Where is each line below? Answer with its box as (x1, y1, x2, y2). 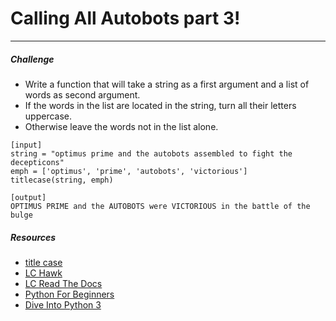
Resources (10, 231, 57, 243)
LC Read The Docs (24, 277, 103, 289)
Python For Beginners (24, 288, 115, 300)
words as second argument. (24, 88, 141, 101)
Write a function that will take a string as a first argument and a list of (24, 78, 310, 90)
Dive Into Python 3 (24, 298, 102, 311)
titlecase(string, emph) (10, 175, 114, 185)
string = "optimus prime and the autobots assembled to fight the (10, 148, 293, 159)
